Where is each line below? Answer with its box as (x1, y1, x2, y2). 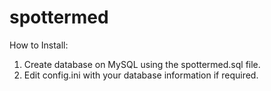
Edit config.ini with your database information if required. (23, 69, 259, 81)
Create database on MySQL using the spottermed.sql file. (23, 58, 261, 70)
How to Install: (9, 39, 69, 51)
